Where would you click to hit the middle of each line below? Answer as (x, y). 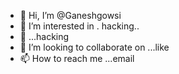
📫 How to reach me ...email (77, 58)
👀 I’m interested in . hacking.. (79, 26)
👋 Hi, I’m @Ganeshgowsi (70, 15)
